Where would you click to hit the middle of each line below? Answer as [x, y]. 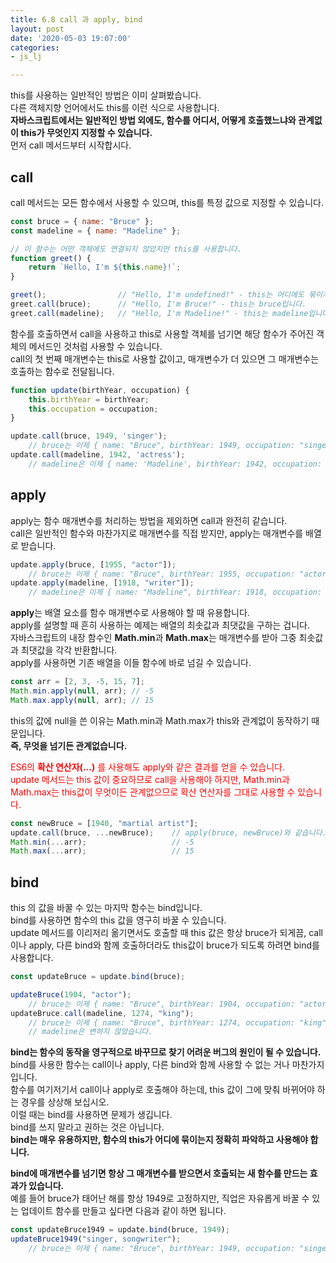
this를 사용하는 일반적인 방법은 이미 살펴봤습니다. [106, 95]
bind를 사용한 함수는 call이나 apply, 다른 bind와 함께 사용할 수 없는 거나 [150, 1065]
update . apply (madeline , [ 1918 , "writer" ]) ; [102, 583]
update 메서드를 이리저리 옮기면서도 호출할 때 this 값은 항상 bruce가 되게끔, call [166, 933]
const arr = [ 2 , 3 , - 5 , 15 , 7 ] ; [77, 682]
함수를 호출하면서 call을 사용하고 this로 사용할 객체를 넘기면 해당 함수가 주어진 [162, 333]
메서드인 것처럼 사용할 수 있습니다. [95, 346]
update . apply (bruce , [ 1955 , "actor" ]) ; [93, 564]
